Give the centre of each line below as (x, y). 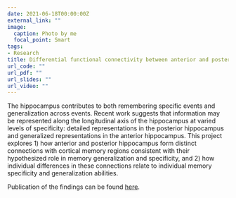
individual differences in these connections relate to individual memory (110, 166)
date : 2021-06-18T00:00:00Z (48, 14)
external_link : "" (34, 20)
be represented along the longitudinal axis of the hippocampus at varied (112, 121)
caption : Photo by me (45, 33)
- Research (23, 54)
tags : (15, 47)
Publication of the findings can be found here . (74, 187)
